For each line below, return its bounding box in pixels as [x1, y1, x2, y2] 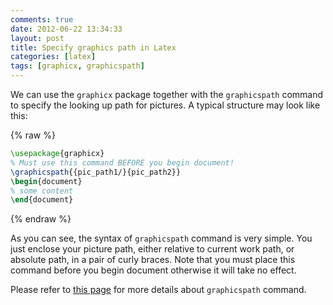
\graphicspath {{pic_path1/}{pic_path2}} [10, 167, 182, 177]
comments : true [10, 14, 74, 25]
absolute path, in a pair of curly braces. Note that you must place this [10, 254, 296, 266]
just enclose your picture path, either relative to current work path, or [10, 243, 295, 255]
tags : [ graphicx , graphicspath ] [10, 61, 145, 71]
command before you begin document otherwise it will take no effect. [10, 264, 297, 276]
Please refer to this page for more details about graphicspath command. [10, 284, 307, 296]
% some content [10, 186, 74, 196]
